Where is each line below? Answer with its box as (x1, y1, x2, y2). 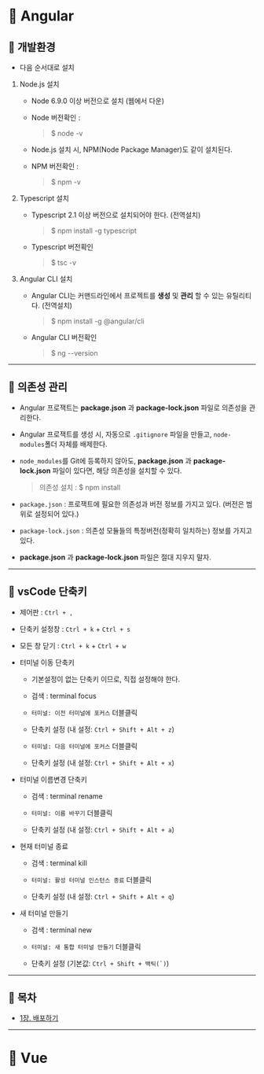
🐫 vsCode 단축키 (8, 585, 88, 599)
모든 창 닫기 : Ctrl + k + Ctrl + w (19, 640, 126, 650)
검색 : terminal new (31, 925, 93, 935)
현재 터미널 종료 (19, 841, 68, 851)
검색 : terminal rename (31, 791, 104, 801)
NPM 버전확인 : (31, 161, 79, 171)
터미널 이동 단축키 (19, 657, 75, 667)
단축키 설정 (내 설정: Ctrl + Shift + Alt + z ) (31, 724, 175, 734)
